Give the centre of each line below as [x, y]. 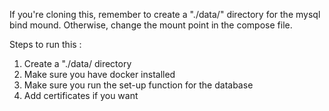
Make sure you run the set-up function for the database [138, 85]
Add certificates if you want [81, 95]
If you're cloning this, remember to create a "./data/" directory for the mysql [165, 14]
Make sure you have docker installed [99, 74]
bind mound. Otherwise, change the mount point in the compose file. [151, 25]
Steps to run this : [45, 44]
